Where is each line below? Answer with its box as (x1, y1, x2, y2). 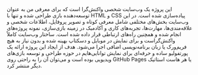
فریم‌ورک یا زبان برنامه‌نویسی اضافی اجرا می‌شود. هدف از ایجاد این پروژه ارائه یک (7, 43, 187, 50)
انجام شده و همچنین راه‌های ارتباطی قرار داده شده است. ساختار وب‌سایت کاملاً (7, 31, 182, 38)
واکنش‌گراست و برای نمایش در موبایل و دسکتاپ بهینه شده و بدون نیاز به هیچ (7, 37, 175, 44)
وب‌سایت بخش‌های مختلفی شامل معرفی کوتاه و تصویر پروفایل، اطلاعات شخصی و (7, 18, 189, 25)
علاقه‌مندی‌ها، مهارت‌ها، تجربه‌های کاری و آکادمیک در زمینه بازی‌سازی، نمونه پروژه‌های (7, 24, 193, 31)
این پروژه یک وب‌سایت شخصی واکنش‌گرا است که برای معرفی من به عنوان (7, 6, 172, 12)
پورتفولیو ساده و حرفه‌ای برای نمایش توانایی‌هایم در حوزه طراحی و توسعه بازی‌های (7, 50, 188, 56)
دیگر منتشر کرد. (7, 62, 42, 69)
